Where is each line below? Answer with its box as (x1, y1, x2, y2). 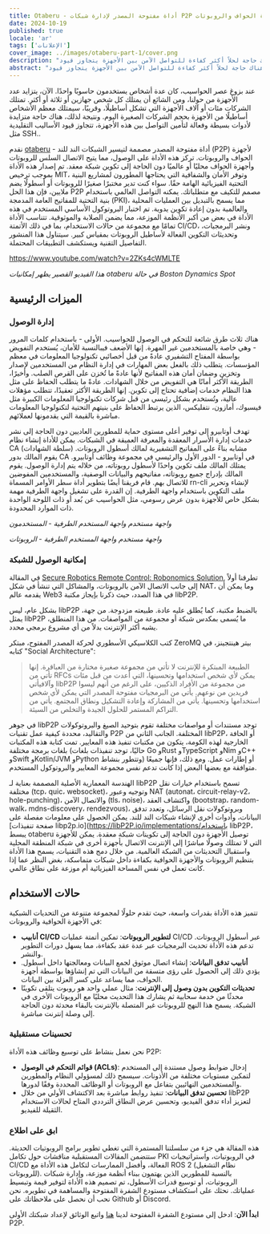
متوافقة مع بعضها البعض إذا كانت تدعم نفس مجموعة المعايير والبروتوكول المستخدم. (9, 763, 257, 772)
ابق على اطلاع (9, 1124, 58, 1135)
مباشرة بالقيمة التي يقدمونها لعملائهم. (9, 411, 120, 421)
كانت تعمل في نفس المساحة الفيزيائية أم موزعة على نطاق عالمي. (9, 863, 205, 872)
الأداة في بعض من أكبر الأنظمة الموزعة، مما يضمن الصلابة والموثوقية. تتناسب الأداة (9, 212, 253, 221)
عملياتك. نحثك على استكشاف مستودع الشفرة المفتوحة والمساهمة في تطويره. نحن (9, 1186, 256, 1196)
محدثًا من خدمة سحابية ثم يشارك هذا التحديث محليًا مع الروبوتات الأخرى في (20, 991, 244, 1001)
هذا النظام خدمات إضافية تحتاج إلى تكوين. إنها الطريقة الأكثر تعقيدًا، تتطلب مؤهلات (9, 386, 252, 395)
